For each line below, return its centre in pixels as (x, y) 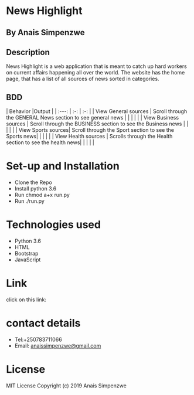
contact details (43, 323)
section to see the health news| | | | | (50, 142)
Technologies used (54, 225)
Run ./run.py (30, 201)
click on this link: (26, 299)
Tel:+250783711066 (38, 339)
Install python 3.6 (35, 189)
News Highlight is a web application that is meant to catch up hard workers (97, 66)
